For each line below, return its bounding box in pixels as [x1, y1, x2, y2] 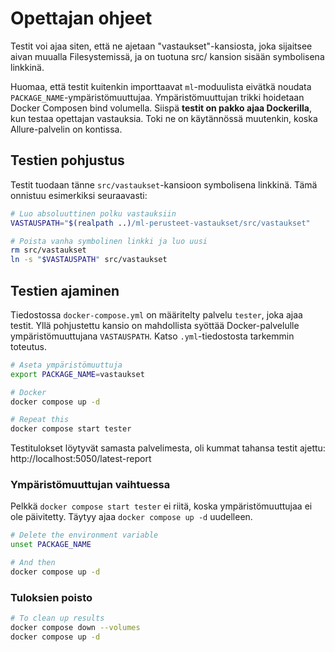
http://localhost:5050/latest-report [10, 453, 152, 465]
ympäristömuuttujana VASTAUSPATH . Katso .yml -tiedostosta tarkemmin [10, 330, 295, 342]
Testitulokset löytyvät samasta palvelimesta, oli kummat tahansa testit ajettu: [10, 442, 326, 454]
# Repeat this [10, 415, 70, 425]
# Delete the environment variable [10, 530, 159, 541]
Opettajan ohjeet [10, 7, 153, 30]
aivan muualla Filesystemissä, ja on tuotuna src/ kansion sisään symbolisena [10, 50, 325, 62]
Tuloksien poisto [10, 590, 93, 604]
